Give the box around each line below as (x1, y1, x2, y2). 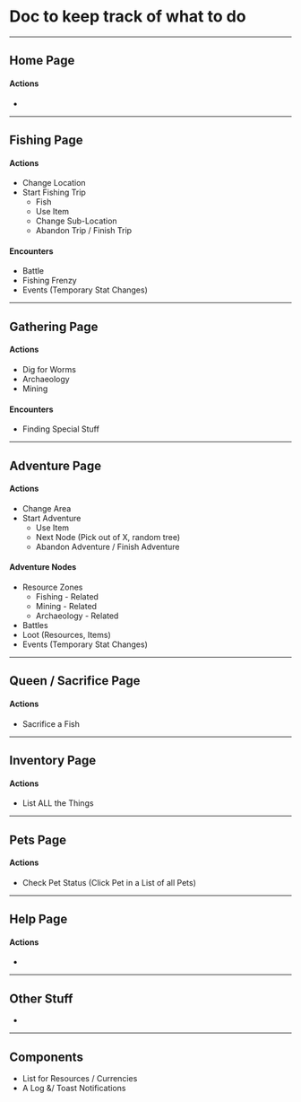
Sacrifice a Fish (21, 718, 81, 729)
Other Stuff (9, 991, 73, 1006)
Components (9, 1049, 83, 1064)
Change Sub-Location (35, 215, 118, 226)
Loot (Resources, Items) (21, 629, 112, 640)
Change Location (21, 178, 87, 188)
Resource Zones (21, 582, 83, 592)
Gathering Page (9, 319, 99, 334)
